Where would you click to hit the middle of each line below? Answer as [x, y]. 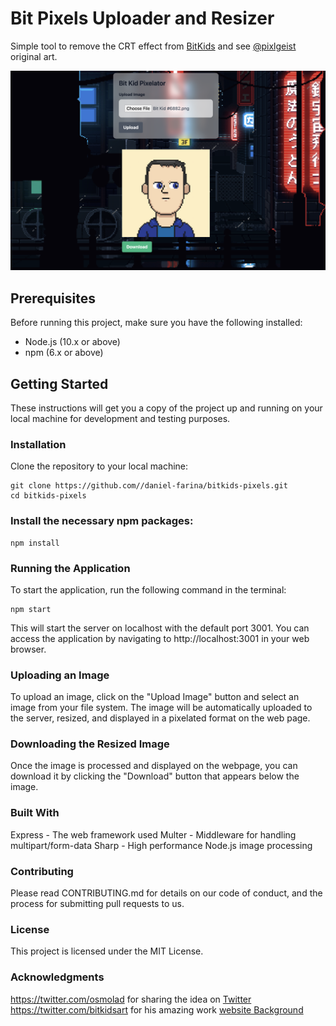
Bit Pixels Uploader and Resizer [142, 18]
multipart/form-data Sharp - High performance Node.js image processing [161, 845]
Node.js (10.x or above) [72, 342]
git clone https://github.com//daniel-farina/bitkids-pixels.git [149, 486]
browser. [28, 649]
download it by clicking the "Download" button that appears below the [155, 776]
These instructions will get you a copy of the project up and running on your [166, 408]
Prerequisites [53, 298]
